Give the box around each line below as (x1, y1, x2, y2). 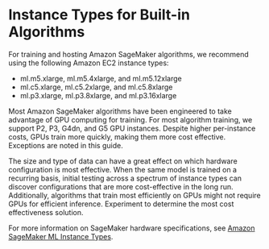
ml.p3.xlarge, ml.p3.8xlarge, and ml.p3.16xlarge (19, 90, 177, 100)
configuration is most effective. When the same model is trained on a (8, 164, 238, 174)
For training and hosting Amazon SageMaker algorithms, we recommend (8, 49, 250, 59)
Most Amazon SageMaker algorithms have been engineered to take (8, 106, 232, 116)
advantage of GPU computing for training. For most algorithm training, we (8, 114, 253, 124)
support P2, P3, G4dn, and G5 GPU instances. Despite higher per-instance (8, 123, 256, 133)
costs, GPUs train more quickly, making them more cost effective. (8, 131, 226, 142)
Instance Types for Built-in (8, 6, 191, 24)
